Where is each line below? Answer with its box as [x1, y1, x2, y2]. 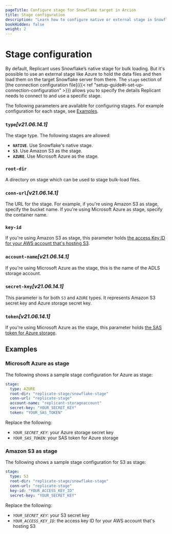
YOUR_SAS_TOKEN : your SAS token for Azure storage [12, 435, 119, 441]
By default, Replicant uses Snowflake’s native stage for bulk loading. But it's [5, 66, 165, 72]
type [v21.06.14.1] [5, 121, 48, 128]
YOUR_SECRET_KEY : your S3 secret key [12, 512, 90, 518]
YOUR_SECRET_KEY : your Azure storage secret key [12, 429, 114, 435]
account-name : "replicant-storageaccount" [10, 400, 102, 406]
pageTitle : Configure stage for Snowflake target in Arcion [5, 7, 137, 13]
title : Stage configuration [5, 12, 66, 17]
